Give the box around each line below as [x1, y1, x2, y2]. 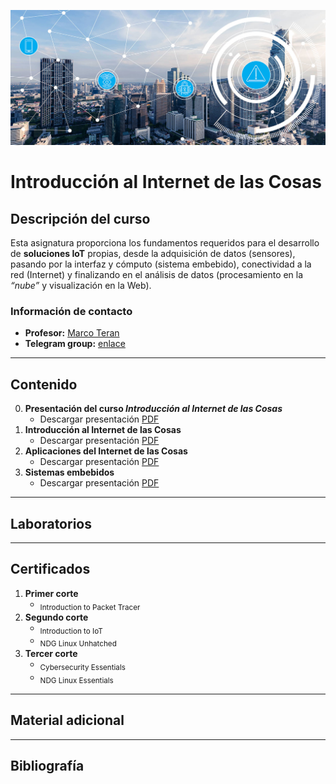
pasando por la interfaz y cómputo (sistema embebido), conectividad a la [10, 258, 312, 270]
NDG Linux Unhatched [39, 639, 117, 649]
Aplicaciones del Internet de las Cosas [24, 445, 188, 457]
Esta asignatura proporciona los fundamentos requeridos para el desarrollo [10, 237, 320, 249]
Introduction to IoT [39, 626, 103, 636]
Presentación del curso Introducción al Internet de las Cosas [24, 403, 283, 415]
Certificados [10, 561, 91, 578]
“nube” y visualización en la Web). [10, 280, 152, 292]
